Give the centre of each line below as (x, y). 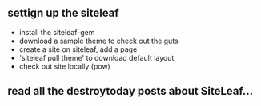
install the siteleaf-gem (57, 32)
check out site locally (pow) (65, 66)
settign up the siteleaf (63, 13)
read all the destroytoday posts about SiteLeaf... (130, 91)
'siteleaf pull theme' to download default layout (96, 57)
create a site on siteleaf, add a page (78, 49)
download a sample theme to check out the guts (98, 41)
